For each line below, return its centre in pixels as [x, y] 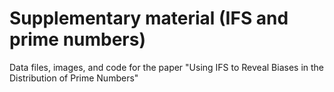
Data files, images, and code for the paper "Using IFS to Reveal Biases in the [166, 67]
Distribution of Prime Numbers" [74, 78]
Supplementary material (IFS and [149, 18]
